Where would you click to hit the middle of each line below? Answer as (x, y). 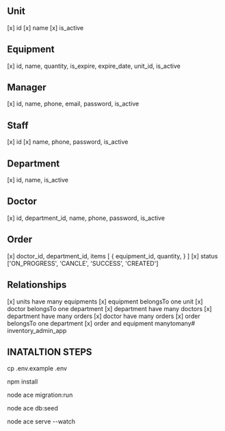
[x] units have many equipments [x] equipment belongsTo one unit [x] (105, 301)
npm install (23, 382)
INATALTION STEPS (50, 352)
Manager (27, 87)
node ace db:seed (32, 408)
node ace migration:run (40, 395)
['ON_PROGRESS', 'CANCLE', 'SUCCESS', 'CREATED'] (83, 263)
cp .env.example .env (37, 369)
